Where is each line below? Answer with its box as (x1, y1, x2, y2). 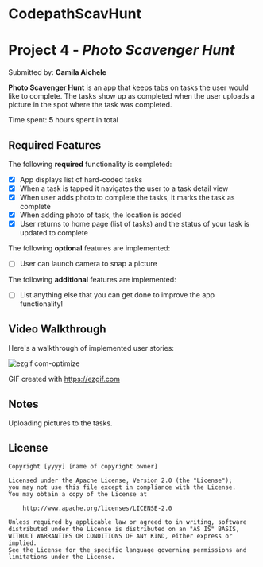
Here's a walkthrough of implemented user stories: (8, 344, 175, 353)
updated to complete (19, 228, 89, 238)
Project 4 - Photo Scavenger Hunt (8, 41, 236, 60)
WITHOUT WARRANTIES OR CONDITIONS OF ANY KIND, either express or (8, 532, 233, 540)
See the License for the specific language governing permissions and (8, 546, 247, 553)
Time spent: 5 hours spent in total (8, 115, 119, 125)
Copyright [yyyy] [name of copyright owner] (8, 462, 158, 470)
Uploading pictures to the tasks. (8, 418, 113, 428)
